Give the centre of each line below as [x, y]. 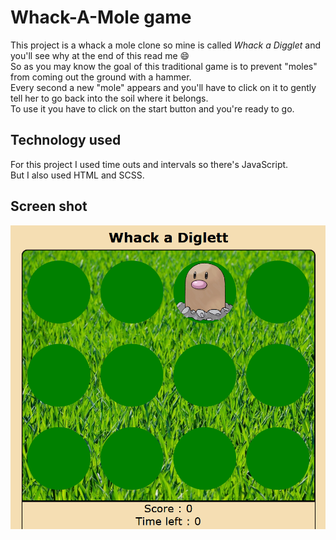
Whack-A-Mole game [101, 17]
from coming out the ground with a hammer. [101, 77]
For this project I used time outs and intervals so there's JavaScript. [149, 164]
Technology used [66, 140]
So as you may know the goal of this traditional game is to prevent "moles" [164, 66]
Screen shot [49, 206]
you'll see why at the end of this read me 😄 [100, 55]
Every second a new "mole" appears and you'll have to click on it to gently [163, 87]
